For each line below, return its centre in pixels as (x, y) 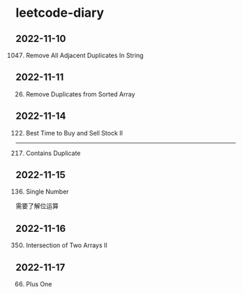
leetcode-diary (60, 13)
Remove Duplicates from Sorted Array (80, 94)
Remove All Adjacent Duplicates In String (84, 55)
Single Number (47, 192)
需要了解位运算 (37, 206)
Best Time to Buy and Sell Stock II (74, 133)
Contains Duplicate (53, 153)
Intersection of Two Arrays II (66, 245)
